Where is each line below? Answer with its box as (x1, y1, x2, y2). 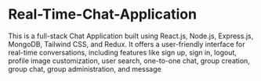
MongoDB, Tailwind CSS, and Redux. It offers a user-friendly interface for (8, 39, 245, 48)
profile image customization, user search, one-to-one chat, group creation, (8, 56, 251, 65)
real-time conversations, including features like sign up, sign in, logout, (8, 48, 237, 57)
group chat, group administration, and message (8, 64, 162, 73)
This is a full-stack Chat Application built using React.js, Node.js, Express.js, (8, 31, 254, 40)
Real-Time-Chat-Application (8, 5, 198, 23)
